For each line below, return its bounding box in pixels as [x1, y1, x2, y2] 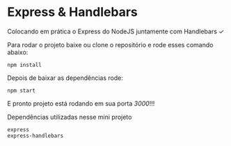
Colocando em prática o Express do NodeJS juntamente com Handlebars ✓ [7, 27, 225, 35]
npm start [7, 87, 36, 94]
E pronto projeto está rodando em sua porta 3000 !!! [7, 99, 155, 108]
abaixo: [7, 48, 29, 56]
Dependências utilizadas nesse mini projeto [7, 113, 132, 121]
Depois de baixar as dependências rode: [7, 74, 124, 82]
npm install [7, 61, 42, 68]
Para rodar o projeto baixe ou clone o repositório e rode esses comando [7, 40, 214, 49]
